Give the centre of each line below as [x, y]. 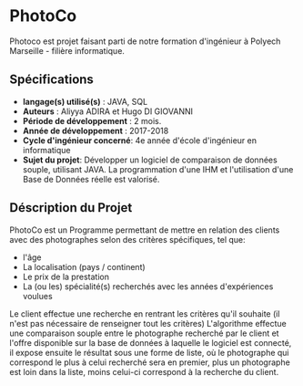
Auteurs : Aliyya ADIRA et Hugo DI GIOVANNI [108, 111]
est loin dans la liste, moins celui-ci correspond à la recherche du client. [144, 371]
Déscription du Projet [71, 208]
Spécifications [51, 80]
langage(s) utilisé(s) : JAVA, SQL [85, 101]
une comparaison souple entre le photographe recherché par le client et [144, 333]
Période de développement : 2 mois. [92, 120]
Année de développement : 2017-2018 [96, 130]
